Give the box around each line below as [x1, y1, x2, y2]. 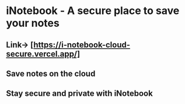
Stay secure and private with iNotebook [6, 89, 153, 99]
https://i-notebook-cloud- [33, 40, 130, 50]
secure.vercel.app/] [6, 48, 81, 59]
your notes [6, 16, 60, 30]
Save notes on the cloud [6, 68, 96, 78]
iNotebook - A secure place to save [6, 4, 180, 18]
